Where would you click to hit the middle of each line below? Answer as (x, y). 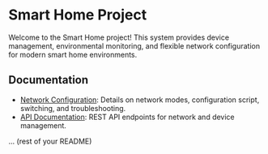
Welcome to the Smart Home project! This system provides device (119, 37)
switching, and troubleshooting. (73, 108)
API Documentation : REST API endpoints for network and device (127, 117)
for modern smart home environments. (73, 54)
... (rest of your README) (50, 141)
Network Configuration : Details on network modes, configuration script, (140, 100)
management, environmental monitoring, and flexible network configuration (134, 45)
